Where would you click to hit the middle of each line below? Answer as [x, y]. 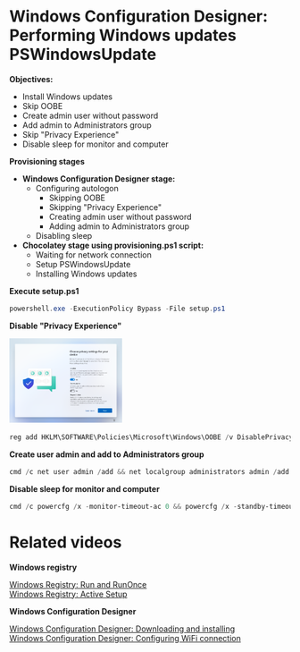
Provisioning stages [47, 161]
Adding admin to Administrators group [119, 226]
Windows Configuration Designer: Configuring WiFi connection [125, 638]
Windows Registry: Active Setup [68, 594]
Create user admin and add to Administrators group [107, 454]
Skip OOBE [42, 106]
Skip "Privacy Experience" [71, 134]
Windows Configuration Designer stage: [99, 178]
